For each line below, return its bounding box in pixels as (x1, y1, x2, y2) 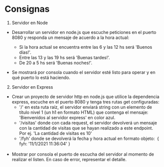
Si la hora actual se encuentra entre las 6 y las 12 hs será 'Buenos (19, 44, 153, 50)
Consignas (4, 3, 50, 15)
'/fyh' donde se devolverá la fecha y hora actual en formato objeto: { (19, 135, 160, 141)
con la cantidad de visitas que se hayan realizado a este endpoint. (19, 125, 153, 131)
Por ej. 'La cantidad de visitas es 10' (19, 130, 92, 136)
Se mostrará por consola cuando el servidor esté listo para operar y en (11, 69, 156, 75)
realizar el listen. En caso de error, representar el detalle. (11, 156, 127, 162)
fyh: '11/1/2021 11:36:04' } (19, 140, 70, 146)
